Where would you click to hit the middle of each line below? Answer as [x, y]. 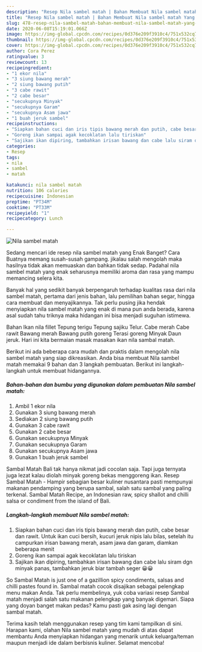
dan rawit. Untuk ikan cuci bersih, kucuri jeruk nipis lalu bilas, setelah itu [104, 536]
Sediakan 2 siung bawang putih [54, 419]
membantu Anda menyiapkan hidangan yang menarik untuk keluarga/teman [100, 636]
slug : [13, 23]
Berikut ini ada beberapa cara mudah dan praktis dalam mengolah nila [93, 352]
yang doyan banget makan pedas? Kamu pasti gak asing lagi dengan [91, 606]
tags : [13, 157]
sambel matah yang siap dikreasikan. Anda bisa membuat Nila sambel [93, 358]
